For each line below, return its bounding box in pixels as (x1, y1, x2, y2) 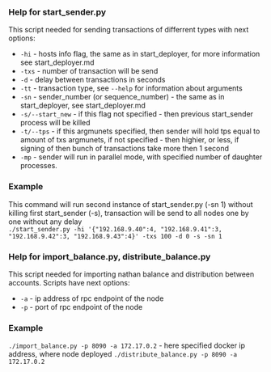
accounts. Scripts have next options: (8, 277, 130, 287)
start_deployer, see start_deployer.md (19, 100, 146, 111)
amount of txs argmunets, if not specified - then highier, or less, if (19, 135, 239, 145)
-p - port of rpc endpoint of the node (19, 302, 143, 311)
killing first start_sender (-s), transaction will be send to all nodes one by (8, 208, 249, 218)
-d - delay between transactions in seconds (19, 75, 166, 85)
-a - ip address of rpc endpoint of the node (19, 294, 164, 303)
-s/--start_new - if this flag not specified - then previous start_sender (19, 109, 253, 119)
